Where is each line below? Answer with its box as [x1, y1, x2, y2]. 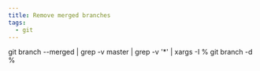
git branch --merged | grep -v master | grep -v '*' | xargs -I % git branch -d [8, 48, 253, 57]
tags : [8, 19, 26, 27]
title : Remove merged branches [8, 11, 111, 20]
